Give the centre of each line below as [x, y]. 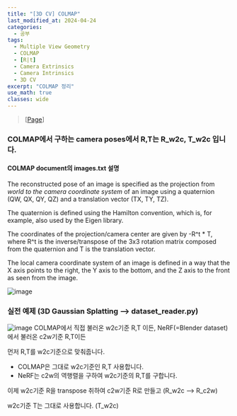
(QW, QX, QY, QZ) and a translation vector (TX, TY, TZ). [88, 200]
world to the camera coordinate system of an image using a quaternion [111, 192]
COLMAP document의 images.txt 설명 [63, 168]
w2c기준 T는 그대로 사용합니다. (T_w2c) [63, 406]
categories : [25, 27]
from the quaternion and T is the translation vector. [81, 249]
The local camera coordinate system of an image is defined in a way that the [119, 263]
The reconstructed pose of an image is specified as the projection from [111, 184]
